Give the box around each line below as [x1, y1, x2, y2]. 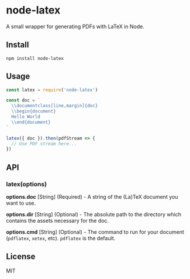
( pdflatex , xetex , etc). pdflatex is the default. [6, 235, 116, 241]
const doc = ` [6, 97, 41, 103]
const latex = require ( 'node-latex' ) [6, 87, 98, 93]
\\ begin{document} [11, 108, 57, 114]
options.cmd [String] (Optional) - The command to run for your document [6, 229, 184, 235]
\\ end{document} [11, 119, 51, 125]
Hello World [11, 114, 41, 120]
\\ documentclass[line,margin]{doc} [11, 103, 98, 109]
